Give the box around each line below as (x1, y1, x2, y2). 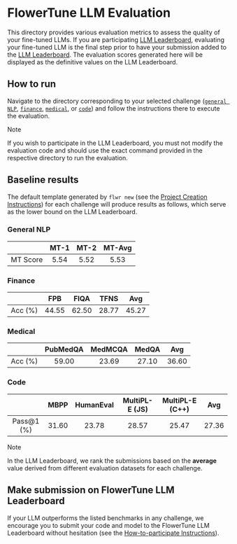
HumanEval (74, 400, 114, 410)
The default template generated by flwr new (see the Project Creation (7, 193, 208, 201)
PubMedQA (44, 344, 84, 354)
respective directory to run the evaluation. (7, 153, 128, 162)
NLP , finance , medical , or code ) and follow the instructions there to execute (7, 104, 220, 113)
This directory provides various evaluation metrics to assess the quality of (7, 28, 220, 36)
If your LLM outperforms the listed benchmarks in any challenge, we (7, 513, 204, 522)
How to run (7, 78, 57, 90)
